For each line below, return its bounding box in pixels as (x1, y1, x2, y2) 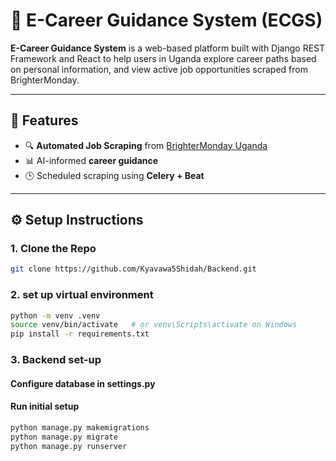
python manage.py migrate (10, 432, 118, 442)
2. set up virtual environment (10, 288, 154, 302)
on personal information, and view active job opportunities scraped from (10, 63, 308, 75)
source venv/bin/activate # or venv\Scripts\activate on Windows (10, 320, 298, 330)
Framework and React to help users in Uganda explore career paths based (10, 52, 317, 64)
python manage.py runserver (10, 441, 128, 451)
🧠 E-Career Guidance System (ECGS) (10, 9, 323, 32)
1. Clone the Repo (10, 242, 97, 256)
